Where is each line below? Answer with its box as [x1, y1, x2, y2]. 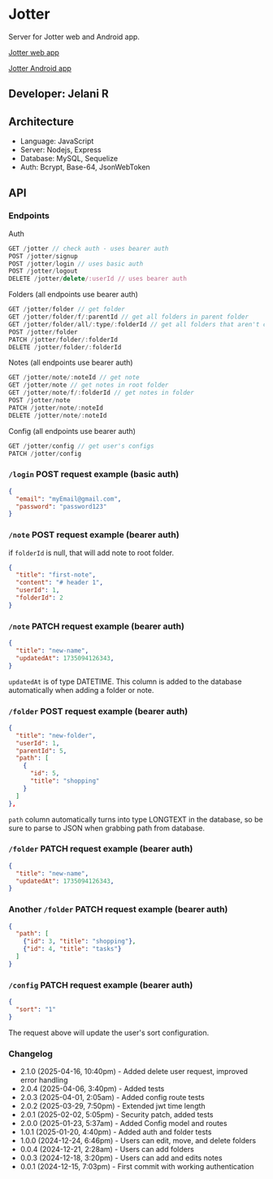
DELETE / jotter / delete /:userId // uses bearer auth [8, 274, 187, 283]
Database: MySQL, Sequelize [19, 154, 119, 164]
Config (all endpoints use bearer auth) [8, 426, 136, 436]
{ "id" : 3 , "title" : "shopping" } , [23, 937, 136, 945]
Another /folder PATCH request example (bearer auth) [8, 904, 228, 915]
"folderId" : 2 [15, 594, 63, 603]
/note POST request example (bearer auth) [8, 529, 180, 541]
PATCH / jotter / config [8, 449, 82, 458]
